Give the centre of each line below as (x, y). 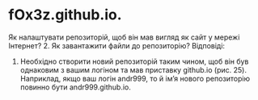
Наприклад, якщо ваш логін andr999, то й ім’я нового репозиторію (135, 78)
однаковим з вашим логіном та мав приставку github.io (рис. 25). (133, 69)
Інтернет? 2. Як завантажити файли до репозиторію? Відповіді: (116, 45)
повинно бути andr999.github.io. (75, 87)
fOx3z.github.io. (65, 15)
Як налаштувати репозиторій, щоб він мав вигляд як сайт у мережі (124, 37)
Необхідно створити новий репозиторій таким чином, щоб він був (134, 61)
